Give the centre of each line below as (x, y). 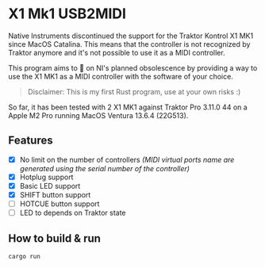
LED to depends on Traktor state (73, 213)
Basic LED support (50, 186)
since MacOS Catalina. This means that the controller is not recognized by (129, 44)
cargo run (25, 256)
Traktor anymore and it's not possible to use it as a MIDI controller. (117, 52)
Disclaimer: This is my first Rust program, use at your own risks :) (134, 91)
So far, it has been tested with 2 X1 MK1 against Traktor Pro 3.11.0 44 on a (128, 107)
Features (31, 141)
